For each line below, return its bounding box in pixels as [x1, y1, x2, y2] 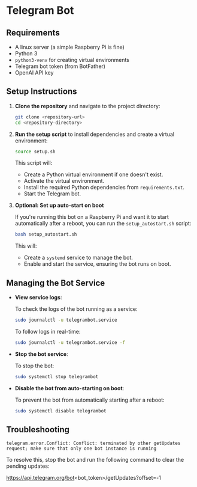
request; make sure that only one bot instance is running [6, 446, 157, 452]
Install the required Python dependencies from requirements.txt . [23, 184, 184, 191]
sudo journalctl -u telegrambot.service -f [14, 340, 126, 346]
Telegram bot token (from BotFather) [14, 63, 106, 70]
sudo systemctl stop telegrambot [14, 373, 99, 379]
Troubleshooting [6, 424, 70, 435]
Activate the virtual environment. [23, 177, 105, 185]
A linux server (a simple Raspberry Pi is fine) [14, 43, 125, 51]
